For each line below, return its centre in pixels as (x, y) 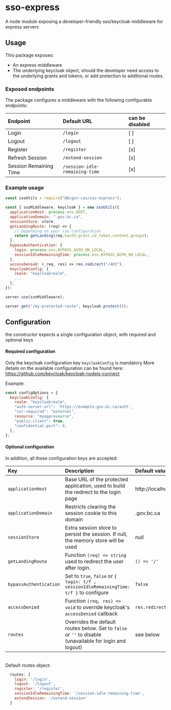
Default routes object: (28, 665)
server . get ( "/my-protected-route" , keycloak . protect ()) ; (67, 306)
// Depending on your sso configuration (58, 231)
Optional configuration (30, 447)
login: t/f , (81, 581)
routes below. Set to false (96, 628)
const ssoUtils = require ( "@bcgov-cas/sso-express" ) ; (64, 198)
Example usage (25, 187)
